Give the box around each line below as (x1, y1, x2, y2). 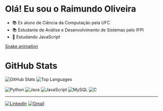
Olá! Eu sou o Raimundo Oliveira (5, 3, 136, 15)
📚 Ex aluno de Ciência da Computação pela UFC (12, 19, 111, 25)
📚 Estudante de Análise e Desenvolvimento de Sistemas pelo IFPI (12, 27, 144, 32)
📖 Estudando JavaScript (12, 34, 61, 40)
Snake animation (5, 43, 38, 49)
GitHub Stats (5, 61, 58, 71)
